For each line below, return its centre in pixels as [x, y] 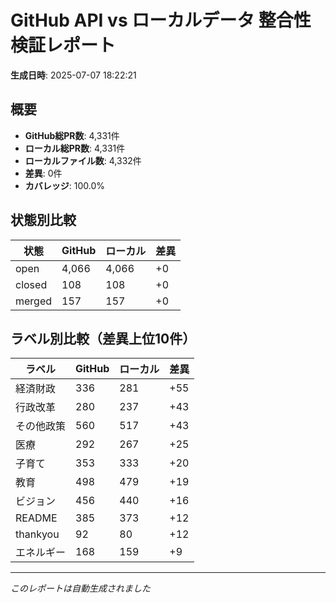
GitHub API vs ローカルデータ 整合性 [161, 20]
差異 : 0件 [43, 173]
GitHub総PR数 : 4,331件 [72, 135]
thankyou [37, 534]
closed [31, 284]
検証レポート [63, 45]
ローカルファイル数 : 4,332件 [83, 160]
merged [34, 301]
